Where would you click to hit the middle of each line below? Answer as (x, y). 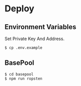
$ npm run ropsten (23, 79)
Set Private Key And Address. (35, 39)
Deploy (20, 9)
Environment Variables (40, 27)
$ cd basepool (19, 74)
